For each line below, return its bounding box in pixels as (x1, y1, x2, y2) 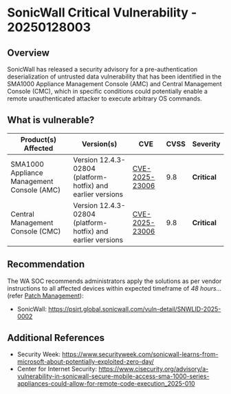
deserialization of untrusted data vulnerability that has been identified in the (7, 72, 222, 81)
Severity (192, 139, 221, 149)
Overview (7, 47, 50, 59)
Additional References (7, 332, 105, 344)
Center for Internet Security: (16, 365, 98, 373)
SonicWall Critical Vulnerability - (7, 5, 197, 21)
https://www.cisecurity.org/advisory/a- (98, 365, 209, 373)
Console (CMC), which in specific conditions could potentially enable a (7, 87, 208, 95)
